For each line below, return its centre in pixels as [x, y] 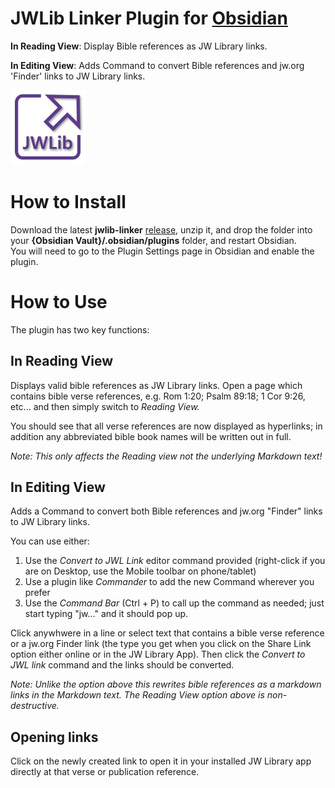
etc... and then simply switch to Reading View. [105, 406]
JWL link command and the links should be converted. [122, 665]
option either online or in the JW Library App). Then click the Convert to [158, 654]
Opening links [54, 737]
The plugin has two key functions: [80, 329]
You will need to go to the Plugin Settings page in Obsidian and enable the [162, 251]
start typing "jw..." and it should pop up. [106, 614]
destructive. [35, 706]
